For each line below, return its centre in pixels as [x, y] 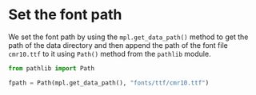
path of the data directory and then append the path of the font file [118, 45]
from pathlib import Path [51, 68]
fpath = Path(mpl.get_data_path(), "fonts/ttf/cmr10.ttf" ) [109, 83]
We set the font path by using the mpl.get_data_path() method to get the [128, 37]
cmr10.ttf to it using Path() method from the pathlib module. [110, 53]
